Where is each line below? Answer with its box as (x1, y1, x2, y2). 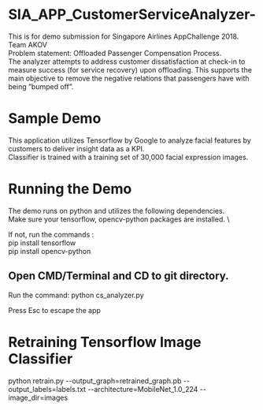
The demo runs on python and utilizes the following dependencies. (8, 206, 225, 215)
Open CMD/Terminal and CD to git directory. (8, 270, 229, 283)
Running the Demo (8, 180, 132, 198)
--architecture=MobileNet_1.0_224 (87, 384, 198, 393)
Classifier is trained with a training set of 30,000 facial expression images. (8, 152, 249, 162)
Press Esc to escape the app (8, 305, 101, 315)
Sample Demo (8, 110, 102, 128)
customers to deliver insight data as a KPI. (8, 143, 145, 153)
